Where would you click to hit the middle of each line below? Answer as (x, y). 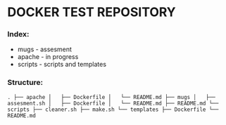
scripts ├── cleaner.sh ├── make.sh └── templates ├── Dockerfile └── (113, 110)
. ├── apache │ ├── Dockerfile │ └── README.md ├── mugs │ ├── (112, 97)
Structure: (25, 83)
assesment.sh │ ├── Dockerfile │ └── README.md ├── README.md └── (113, 103)
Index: (18, 34)
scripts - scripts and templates (62, 65)
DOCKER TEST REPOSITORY (92, 12)
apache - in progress (48, 57)
